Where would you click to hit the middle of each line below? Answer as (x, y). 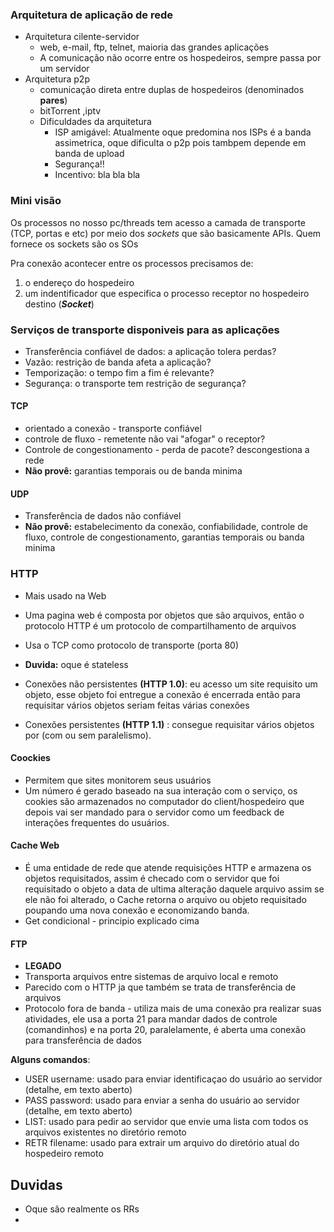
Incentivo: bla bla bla (97, 175)
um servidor (64, 69)
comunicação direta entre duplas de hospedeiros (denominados (172, 90)
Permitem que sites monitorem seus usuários (118, 780)
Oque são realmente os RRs (82, 1209)
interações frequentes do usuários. (97, 822)
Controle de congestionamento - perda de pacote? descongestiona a (167, 450)
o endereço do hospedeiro (79, 282)
